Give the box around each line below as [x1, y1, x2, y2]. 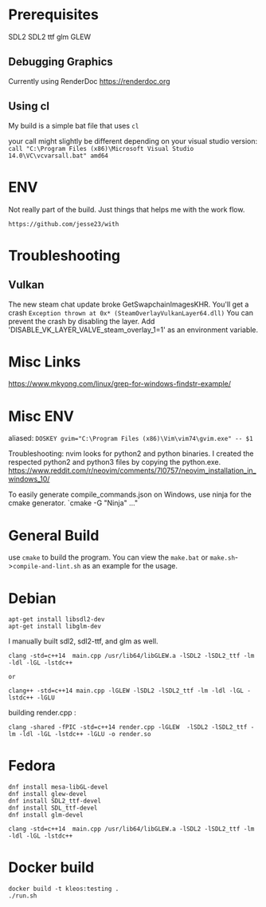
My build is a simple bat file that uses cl [8, 121, 139, 130]
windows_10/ [8, 474, 50, 484]
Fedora [8, 757, 56, 775]
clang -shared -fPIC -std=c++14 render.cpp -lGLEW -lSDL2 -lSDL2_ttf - [8, 723, 255, 731]
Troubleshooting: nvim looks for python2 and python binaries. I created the [8, 449, 254, 458]
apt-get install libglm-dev [8, 623, 102, 631]
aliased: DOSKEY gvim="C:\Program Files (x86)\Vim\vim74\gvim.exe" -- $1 [8, 434, 253, 443]
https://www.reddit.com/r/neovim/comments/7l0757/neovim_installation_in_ [8, 465, 256, 476]
